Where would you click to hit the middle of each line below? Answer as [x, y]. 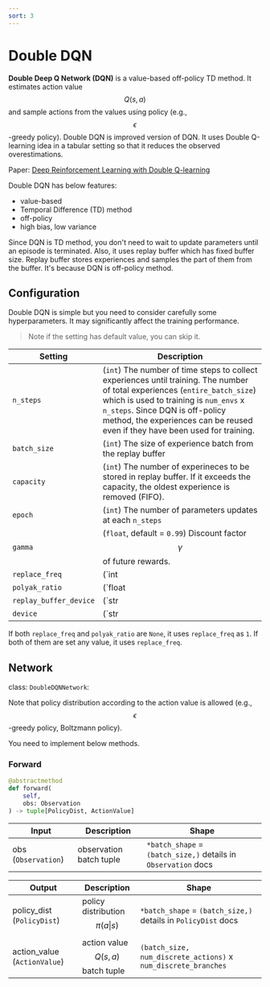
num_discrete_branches [184, 965]
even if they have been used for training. [178, 430]
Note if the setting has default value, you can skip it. [114, 337]
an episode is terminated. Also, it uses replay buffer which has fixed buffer [131, 251]
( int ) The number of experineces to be [176, 467]
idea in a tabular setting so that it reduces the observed [129, 145]
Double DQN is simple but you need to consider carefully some [112, 313]
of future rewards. [137, 562]
